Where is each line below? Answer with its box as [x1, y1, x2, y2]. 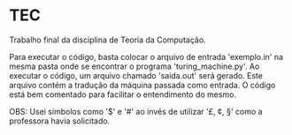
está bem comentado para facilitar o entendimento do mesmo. [9, 89, 237, 100]
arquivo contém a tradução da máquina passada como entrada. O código [9, 79, 276, 90]
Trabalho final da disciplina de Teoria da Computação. [9, 34, 206, 45]
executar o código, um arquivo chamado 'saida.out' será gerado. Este [9, 70, 264, 80]
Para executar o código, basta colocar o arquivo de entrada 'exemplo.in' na [9, 51, 284, 62]
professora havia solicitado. [9, 116, 111, 126]
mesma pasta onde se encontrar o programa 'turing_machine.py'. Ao [9, 61, 260, 71]
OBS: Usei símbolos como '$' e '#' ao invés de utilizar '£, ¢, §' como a [9, 106, 263, 116]
